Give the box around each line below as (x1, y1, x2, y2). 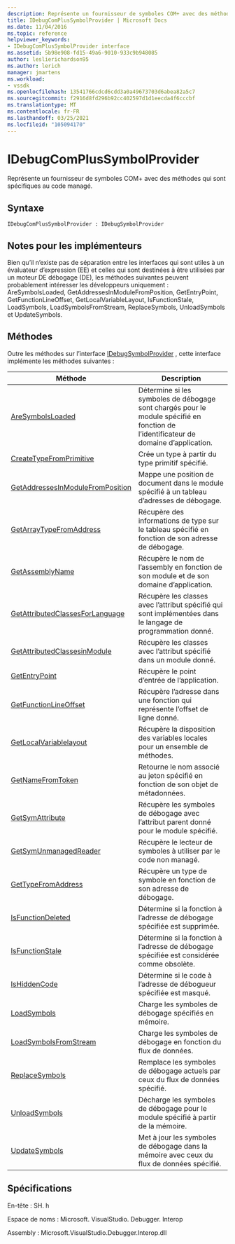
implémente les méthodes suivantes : (7, 357, 115, 365)
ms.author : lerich (7, 62, 61, 69)
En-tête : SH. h (7, 1201, 50, 1210)
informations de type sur (138, 516, 219, 526)
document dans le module (138, 478, 224, 488)
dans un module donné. (138, 655, 216, 664)
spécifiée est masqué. (138, 987, 211, 997)
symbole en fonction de (138, 875, 216, 884)
